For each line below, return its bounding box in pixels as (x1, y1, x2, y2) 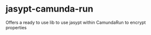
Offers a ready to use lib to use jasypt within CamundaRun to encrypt (5, 19, 146, 25)
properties (5, 24, 27, 30)
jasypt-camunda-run (5, 3, 93, 15)
